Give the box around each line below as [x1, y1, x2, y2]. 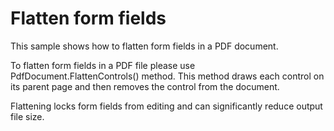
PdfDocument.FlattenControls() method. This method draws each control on [10, 70, 325, 82]
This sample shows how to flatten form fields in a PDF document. [10, 40, 279, 52]
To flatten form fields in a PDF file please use [10, 59, 196, 71]
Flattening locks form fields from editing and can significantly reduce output [10, 100, 323, 112]
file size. [10, 110, 45, 122]
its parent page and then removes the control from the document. [10, 80, 280, 92]
